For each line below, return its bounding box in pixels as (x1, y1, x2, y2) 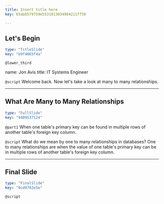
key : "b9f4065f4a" (5, 52, 42, 57)
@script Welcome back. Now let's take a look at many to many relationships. (5, 79, 159, 85)
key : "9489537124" (5, 115, 42, 120)
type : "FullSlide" (5, 110, 42, 115)
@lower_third (5, 61, 32, 66)
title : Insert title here (5, 7, 58, 12)
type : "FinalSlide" (5, 181, 45, 186)
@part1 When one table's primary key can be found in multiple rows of (5, 124, 146, 130)
